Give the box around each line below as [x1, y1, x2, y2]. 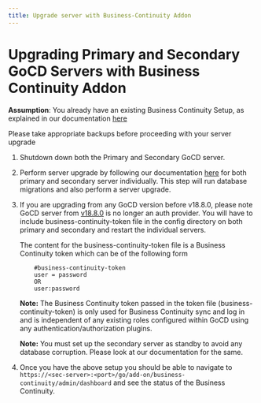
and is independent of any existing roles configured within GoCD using [19, 315, 249, 324]
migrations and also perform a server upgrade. [19, 185, 171, 194]
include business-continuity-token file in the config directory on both [19, 216, 243, 226]
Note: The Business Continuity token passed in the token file [19, 298, 217, 308]
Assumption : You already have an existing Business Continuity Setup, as [8, 105, 244, 114]
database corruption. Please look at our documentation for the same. [19, 347, 244, 356]
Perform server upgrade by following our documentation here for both [19, 167, 247, 177]
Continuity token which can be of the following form [19, 248, 189, 258]
